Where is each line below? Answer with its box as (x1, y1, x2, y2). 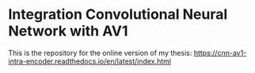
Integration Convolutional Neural (8, 5, 228, 24)
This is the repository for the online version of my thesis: (8, 48, 192, 57)
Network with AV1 (8, 22, 128, 40)
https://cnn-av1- (193, 48, 247, 57)
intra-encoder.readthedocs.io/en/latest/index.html (8, 57, 172, 66)
